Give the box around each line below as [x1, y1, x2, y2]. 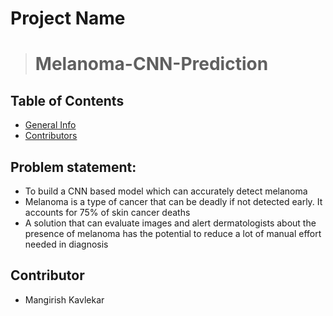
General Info [24, 119, 77, 131]
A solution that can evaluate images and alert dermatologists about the [24, 217, 317, 229]
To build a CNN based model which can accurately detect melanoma [24, 185, 308, 197]
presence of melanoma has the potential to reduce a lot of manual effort [24, 228, 322, 239]
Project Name [10, 7, 126, 30]
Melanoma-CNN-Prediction [34, 53, 269, 76]
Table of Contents [10, 92, 125, 109]
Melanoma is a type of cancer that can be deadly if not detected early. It [24, 196, 323, 207]
